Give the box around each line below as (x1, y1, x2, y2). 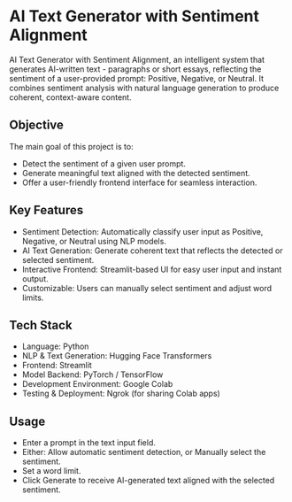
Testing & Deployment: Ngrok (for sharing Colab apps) (21, 388, 221, 399)
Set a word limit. (21, 466, 81, 476)
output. (21, 273, 49, 284)
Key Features (9, 203, 84, 218)
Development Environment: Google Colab (21, 379, 173, 390)
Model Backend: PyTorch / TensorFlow (21, 369, 164, 380)
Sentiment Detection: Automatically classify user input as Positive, (21, 226, 264, 236)
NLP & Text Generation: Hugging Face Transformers (21, 351, 212, 361)
